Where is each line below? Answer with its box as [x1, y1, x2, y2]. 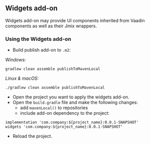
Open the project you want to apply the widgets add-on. [12, 94, 130, 100]
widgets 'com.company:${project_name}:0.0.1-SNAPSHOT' [5, 124, 123, 129]
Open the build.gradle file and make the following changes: [12, 100, 138, 106]
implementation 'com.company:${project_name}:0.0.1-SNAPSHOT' [5, 120, 139, 125]
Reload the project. [12, 133, 53, 139]
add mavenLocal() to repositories [20, 105, 88, 111]
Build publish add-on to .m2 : [12, 47, 71, 53]
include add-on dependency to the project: [20, 110, 110, 116]
